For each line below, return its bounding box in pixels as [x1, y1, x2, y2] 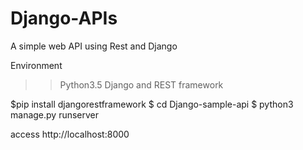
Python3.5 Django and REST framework [59, 78, 224, 91]
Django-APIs [10, 7, 118, 30]
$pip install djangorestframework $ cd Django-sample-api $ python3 [10, 98, 294, 110]
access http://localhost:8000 [10, 128, 130, 140]
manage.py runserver [10, 108, 100, 121]
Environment [10, 59, 63, 71]
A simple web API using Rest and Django [10, 40, 178, 52]
